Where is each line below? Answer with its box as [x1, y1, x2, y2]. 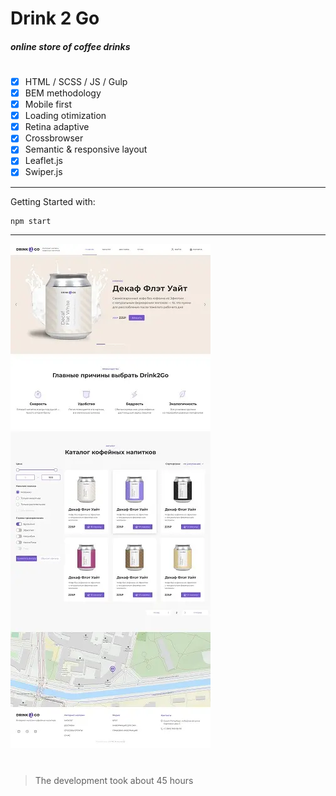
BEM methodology [24, 87, 102, 99]
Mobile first [24, 98, 73, 111]
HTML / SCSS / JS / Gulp [24, 75, 128, 87]
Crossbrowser [24, 132, 84, 144]
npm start [10, 216, 52, 226]
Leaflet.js [24, 155, 63, 167]
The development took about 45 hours [34, 774, 194, 786]
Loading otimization [24, 110, 107, 122]
